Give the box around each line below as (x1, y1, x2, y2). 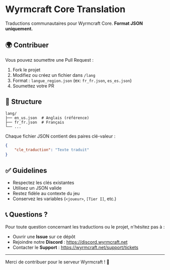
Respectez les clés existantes (12, 179, 74, 186)
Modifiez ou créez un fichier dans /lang (12, 72, 96, 78)
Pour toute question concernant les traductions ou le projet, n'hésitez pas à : (5, 223, 165, 230)
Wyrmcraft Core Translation (5, 4, 125, 15)
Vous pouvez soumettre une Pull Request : (5, 57, 94, 63)
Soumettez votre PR (12, 82, 55, 89)
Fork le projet (12, 67, 40, 73)
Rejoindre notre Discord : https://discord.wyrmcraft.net (12, 239, 128, 245)
